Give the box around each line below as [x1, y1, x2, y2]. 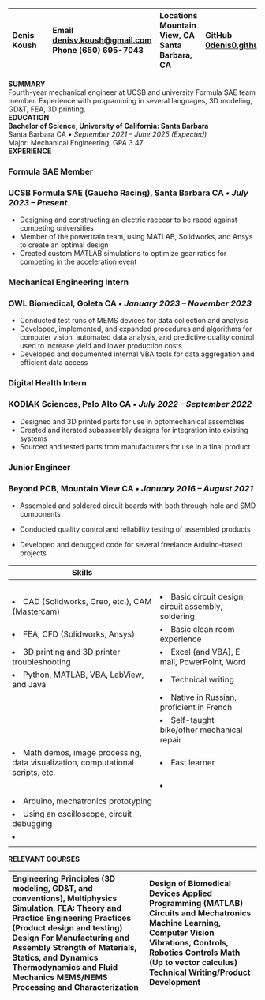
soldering [159, 611, 195, 622]
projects [19, 548, 47, 558]
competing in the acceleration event [19, 257, 137, 267]
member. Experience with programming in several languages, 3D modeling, [8, 96, 253, 105]
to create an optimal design [19, 240, 109, 250]
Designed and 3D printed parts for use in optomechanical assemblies [19, 416, 245, 426]
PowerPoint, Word [178, 656, 246, 667]
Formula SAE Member [8, 166, 93, 177]
